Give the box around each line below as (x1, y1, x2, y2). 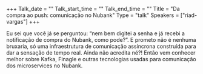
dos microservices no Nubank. (6, 62, 83, 69)
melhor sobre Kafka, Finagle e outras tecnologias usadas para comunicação (6, 56, 196, 62)
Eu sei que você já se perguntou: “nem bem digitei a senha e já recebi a (6, 30, 185, 37)
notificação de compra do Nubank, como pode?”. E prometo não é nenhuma (6, 36, 196, 43)
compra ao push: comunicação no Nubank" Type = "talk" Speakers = (6, 12, 179, 19)
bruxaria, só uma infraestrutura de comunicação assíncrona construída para (6, 42, 196, 50)
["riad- (180, 12, 198, 19)
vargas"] (6, 18, 28, 25)
